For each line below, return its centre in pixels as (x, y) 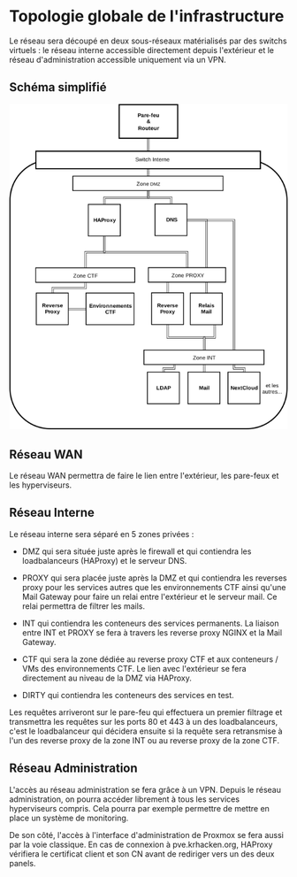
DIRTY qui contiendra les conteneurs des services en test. (128, 695)
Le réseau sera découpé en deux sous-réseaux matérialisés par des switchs (148, 41)
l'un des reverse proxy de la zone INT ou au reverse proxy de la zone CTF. (145, 740)
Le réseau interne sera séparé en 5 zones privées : (102, 534)
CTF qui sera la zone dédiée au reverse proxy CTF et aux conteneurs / (150, 659)
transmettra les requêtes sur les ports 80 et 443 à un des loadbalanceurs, (144, 721)
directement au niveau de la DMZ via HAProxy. (107, 678)
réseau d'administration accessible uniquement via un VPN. (118, 59)
